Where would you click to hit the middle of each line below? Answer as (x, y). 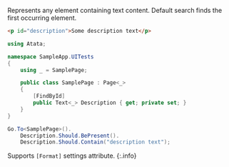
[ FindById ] (49, 96)
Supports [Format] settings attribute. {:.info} (72, 156)
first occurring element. (42, 18)
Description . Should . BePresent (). (70, 136)
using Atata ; (27, 44)
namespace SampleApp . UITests (51, 56)
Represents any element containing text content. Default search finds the (115, 10)
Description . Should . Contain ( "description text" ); (96, 142)
